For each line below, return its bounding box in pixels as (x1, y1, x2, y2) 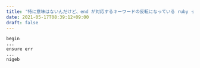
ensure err (6, 46, 33, 52)
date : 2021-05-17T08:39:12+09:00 (6, 14, 89, 20)
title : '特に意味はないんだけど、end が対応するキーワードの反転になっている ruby (6, 8, 189, 15)
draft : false (6, 20, 39, 25)
